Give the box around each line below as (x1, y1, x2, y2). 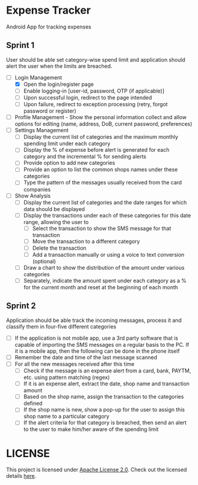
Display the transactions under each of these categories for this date (23, 212, 191, 219)
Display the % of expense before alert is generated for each (23, 146, 170, 154)
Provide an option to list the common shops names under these (23, 166, 178, 173)
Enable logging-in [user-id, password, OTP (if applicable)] (23, 87, 164, 94)
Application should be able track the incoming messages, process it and (6, 317, 182, 324)
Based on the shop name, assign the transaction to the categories (23, 393, 184, 400)
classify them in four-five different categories (6, 323, 116, 330)
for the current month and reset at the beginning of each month (23, 284, 178, 291)
